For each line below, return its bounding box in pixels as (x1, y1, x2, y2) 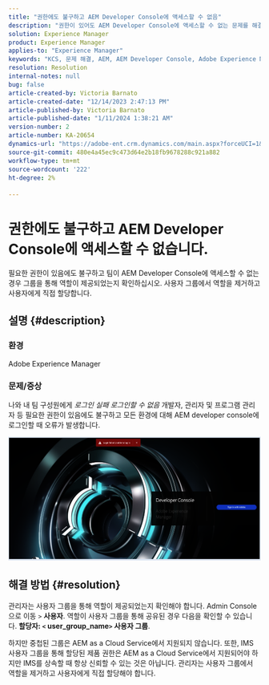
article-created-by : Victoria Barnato (8, 89, 138, 97)
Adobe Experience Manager (8, 359, 102, 368)
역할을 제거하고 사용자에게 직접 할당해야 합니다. (8, 668, 156, 678)
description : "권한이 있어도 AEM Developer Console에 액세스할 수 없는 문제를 (8, 21, 249, 30)
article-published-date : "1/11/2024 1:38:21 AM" (8, 115, 174, 123)
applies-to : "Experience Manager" (8, 47, 124, 55)
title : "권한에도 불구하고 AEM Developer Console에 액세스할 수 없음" (8, 13, 222, 21)
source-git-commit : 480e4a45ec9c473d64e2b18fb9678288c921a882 (8, 148, 220, 156)
